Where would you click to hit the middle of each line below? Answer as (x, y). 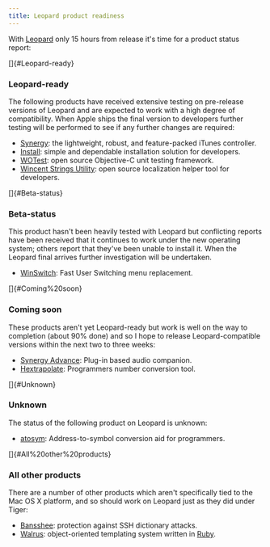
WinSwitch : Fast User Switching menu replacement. (106, 273)
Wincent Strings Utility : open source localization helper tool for (124, 168)
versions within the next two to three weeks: (82, 344)
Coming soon (35, 309)
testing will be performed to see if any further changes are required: (122, 127)
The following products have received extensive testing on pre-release (126, 101)
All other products (45, 475)
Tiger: (18, 510)
